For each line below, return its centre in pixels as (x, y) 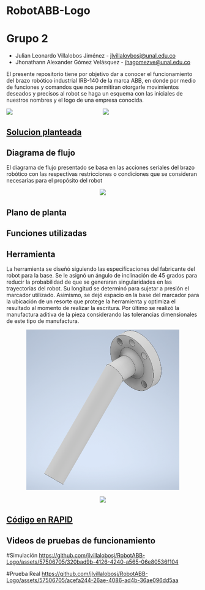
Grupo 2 (27, 39)
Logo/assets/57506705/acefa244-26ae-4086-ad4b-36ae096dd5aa (92, 580)
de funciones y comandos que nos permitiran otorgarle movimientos (93, 87)
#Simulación (22, 556)
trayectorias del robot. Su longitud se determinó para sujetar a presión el (98, 288)
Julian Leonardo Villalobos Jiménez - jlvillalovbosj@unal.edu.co (95, 56)
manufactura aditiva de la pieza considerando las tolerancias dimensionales (102, 314)
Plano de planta (37, 212)
